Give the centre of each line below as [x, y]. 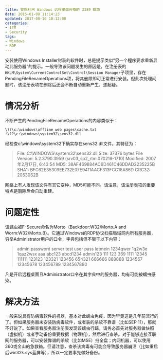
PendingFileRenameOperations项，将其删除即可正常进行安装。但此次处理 [79, 78]
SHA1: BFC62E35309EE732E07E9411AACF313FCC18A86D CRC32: [84, 170]
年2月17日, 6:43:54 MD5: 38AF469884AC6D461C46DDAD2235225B [86, 164]
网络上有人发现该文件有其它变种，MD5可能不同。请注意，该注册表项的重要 [80, 185]
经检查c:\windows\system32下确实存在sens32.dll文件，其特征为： [71, 144]
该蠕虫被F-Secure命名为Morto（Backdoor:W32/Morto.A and [66, 227]
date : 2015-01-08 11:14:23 [32, 14]
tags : [10, 37]
